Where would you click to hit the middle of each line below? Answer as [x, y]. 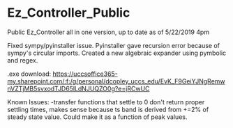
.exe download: [29, 74]
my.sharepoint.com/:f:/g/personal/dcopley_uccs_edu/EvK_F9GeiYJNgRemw [116, 81]
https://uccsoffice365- [85, 74]
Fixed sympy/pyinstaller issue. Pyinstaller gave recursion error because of [114, 45]
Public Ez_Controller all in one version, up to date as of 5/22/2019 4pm [108, 32]
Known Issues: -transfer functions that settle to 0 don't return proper [106, 102]
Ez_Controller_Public [69, 13]
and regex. [23, 60]
